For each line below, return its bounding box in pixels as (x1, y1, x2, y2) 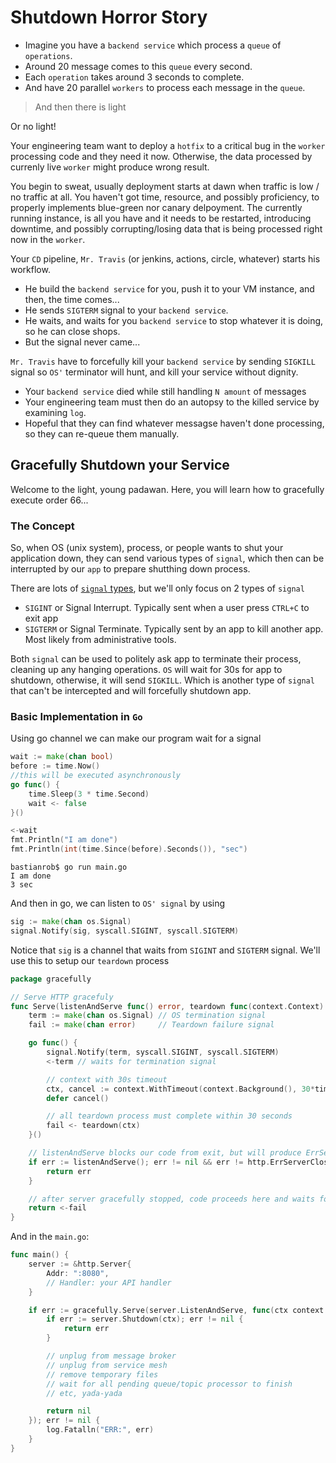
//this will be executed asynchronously (10, 771, 182, 781)
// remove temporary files (46, 1369, 159, 1380)
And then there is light (34, 101, 127, 113)
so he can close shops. (24, 325, 121, 337)
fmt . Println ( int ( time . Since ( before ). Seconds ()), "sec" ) (10, 844, 248, 855)
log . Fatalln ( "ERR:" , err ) (46, 1425, 155, 1435)
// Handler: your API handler (46, 1277, 172, 1288)
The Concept (10, 519, 75, 533)
